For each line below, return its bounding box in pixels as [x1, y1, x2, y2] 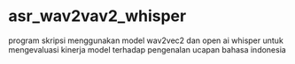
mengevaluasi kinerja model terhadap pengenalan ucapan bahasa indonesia [8, 44, 287, 54]
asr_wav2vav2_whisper [8, 6, 187, 26]
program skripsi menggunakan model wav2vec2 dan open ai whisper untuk [8, 35, 284, 46]
